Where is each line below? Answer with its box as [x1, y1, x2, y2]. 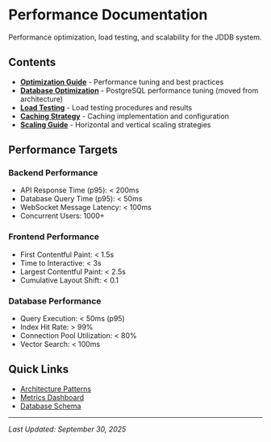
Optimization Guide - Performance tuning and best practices [19, 76, 224, 86]
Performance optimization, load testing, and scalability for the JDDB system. [8, 32, 262, 42]
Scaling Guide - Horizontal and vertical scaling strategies [19, 119, 211, 130]
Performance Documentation [8, 6, 208, 24]
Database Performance [8, 295, 102, 307]
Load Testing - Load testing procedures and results [19, 102, 193, 112]
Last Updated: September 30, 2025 [8, 424, 127, 434]
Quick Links [8, 362, 69, 376]
